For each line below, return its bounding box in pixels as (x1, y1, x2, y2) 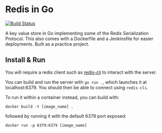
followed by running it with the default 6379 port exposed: (5, 113, 127, 119)
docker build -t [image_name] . (5, 104, 73, 109)
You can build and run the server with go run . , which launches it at (5, 79, 147, 85)
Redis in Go (5, 4, 54, 15)
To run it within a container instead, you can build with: (5, 94, 119, 100)
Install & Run (5, 56, 46, 64)
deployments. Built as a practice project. (5, 41, 90, 47)
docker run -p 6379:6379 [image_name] (5, 123, 87, 128)
